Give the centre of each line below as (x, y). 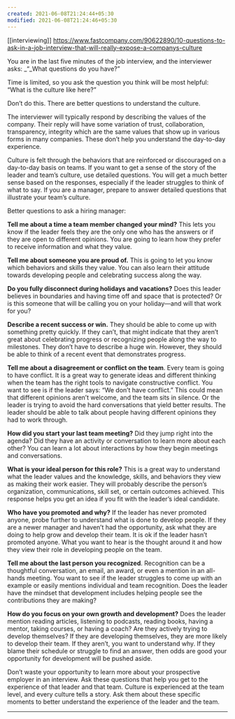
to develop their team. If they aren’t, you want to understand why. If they (111, 643)
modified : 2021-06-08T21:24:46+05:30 (62, 20)
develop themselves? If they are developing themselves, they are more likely (117, 636)
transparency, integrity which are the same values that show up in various (114, 131)
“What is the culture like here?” (52, 90)
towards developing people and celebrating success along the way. (104, 275)
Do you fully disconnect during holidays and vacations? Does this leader (114, 288)
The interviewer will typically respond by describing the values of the (107, 117)
